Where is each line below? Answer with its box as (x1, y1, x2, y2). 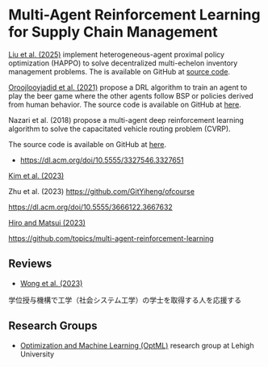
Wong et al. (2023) (19, 278, 83, 288)
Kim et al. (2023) (8, 171, 65, 180)
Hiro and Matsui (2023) (8, 217, 86, 227)
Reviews (8, 257, 52, 271)
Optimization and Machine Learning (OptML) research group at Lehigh (19, 340, 254, 350)
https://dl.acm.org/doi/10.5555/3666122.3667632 (8, 202, 174, 212)
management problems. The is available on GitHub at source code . (8, 66, 231, 76)
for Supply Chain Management (8, 23, 218, 41)
